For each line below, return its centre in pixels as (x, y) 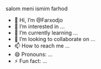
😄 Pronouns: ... (33, 54)
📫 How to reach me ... (42, 46)
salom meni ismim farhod (37, 9)
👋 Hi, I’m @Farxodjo (39, 20)
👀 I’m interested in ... (39, 26)
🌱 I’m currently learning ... (46, 33)
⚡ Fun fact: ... (30, 61)
